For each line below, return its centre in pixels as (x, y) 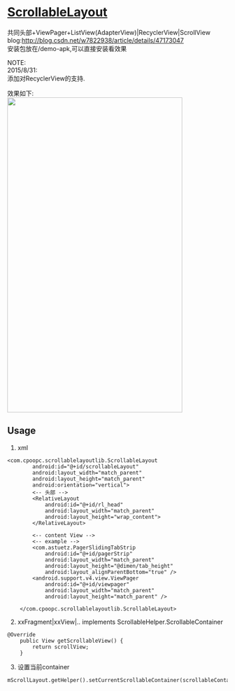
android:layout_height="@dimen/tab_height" (109, 566)
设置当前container (43, 666)
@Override (22, 634)
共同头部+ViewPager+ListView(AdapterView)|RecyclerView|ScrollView (109, 32)
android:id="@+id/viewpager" (87, 584)
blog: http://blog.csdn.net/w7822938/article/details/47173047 (95, 40)
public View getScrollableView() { (72, 641)
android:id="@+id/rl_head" (84, 505)
